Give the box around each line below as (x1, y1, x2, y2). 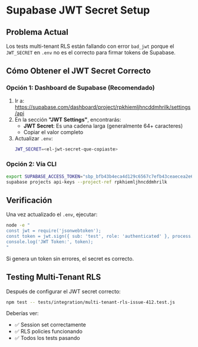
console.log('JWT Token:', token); (6, 239, 94, 245)
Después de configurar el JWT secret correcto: (6, 287, 121, 295)
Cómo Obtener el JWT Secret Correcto (6, 66, 151, 76)
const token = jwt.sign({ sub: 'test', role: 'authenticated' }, (6, 234, 170, 240)
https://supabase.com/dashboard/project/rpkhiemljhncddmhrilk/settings (14, 103, 191, 110)
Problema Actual (6, 27, 69, 37)
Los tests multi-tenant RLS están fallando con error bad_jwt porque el (6, 42, 174, 50)
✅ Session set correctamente (14, 321, 87, 328)
